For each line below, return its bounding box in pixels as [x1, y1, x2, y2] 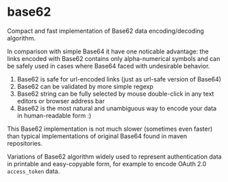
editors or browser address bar [16, 96, 105, 105]
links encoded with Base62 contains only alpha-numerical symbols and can [7, 54, 220, 62]
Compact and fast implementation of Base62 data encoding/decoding [7, 27, 204, 35]
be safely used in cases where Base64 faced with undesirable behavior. [7, 62, 210, 70]
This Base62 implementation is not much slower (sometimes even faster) [7, 125, 213, 133]
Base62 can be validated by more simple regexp [16, 82, 154, 90]
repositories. [7, 139, 43, 147]
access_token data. [7, 167, 60, 175]
